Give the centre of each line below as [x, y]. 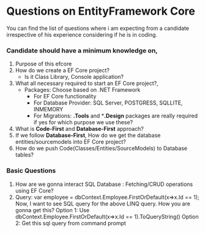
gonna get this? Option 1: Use [52, 210]
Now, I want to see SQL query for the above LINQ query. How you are [103, 204]
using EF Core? [34, 190]
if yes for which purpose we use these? [83, 122]
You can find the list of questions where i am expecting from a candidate [98, 28]
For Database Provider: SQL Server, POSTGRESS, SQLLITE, [108, 103]
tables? [24, 155]
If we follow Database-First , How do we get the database [88, 135]
